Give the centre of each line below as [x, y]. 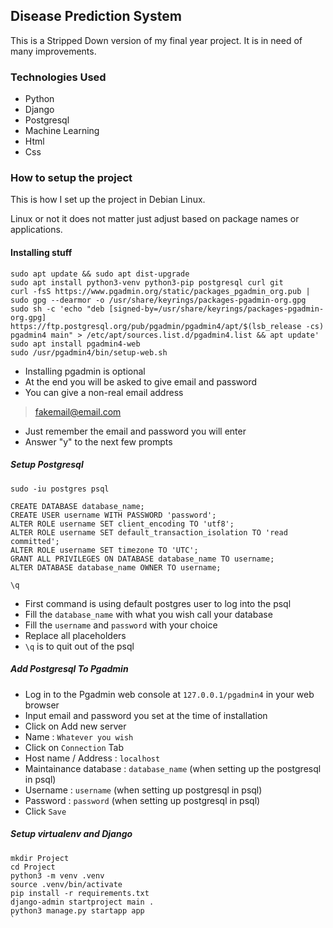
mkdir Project [40, 858]
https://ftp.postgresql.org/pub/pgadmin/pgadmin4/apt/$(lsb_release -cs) [167, 326]
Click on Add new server [75, 726]
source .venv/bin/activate [66, 884]
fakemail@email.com [78, 411]
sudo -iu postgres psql [60, 489]
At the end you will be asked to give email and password [140, 381]
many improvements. [53, 51]
